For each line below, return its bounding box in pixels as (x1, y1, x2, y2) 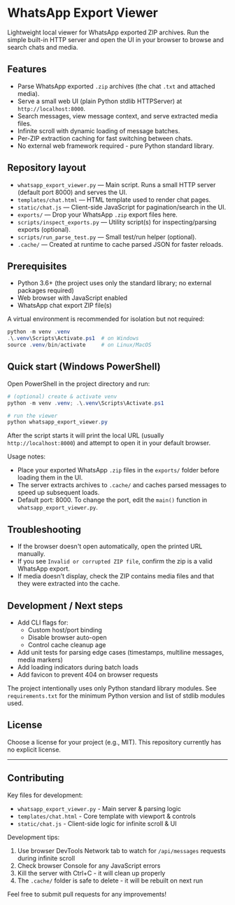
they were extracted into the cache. (17, 580, 120, 588)
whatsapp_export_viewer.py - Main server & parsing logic (17, 804, 182, 812)
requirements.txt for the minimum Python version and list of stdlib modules (7, 691, 225, 700)
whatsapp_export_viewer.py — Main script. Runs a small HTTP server (17, 180, 216, 189)
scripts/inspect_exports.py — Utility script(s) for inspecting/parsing (17, 217, 217, 226)
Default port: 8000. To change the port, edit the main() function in (17, 496, 208, 504)
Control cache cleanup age (27, 640, 106, 649)
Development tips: (7, 833, 60, 841)
